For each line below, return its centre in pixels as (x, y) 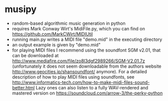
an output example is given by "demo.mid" (56, 44)
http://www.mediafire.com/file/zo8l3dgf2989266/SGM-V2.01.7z (78, 61)
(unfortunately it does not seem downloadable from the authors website (87, 66)
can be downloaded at (35, 55)
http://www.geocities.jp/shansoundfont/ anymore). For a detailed (79, 71)
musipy (21, 9)
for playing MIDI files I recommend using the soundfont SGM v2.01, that (86, 50)
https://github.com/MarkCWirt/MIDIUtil (52, 34)
